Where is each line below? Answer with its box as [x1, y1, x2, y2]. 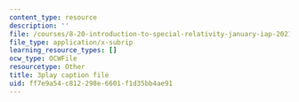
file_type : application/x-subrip [9, 37, 133, 47]
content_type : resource [9, 12, 98, 22]
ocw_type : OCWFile [9, 54, 77, 63]
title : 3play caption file [9, 71, 109, 80]
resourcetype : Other [9, 63, 86, 72]
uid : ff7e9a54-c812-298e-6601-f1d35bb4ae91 [9, 79, 174, 88]
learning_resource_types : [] [9, 46, 117, 55]
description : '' [9, 21, 69, 30]
